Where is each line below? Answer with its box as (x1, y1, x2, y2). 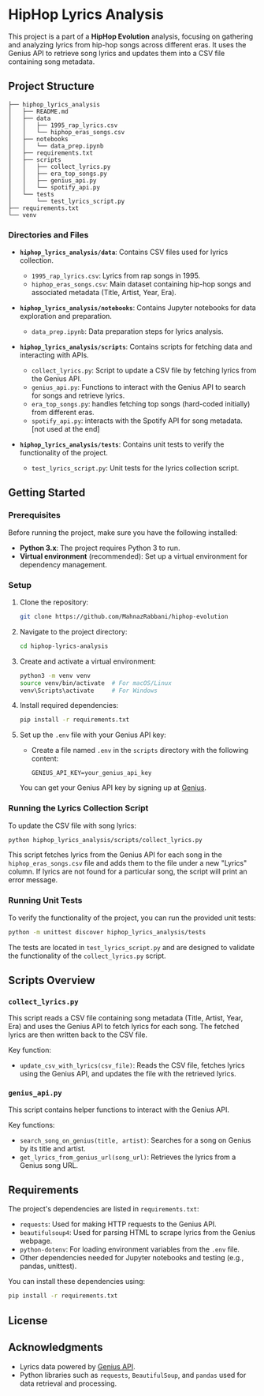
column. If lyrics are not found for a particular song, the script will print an (8, 866, 247, 877)
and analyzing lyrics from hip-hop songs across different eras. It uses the (8, 39, 247, 49)
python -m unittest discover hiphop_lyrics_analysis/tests (8, 928, 206, 936)
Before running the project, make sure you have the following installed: (8, 527, 238, 537)
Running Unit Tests (8, 895, 83, 906)
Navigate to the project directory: (19, 627, 128, 636)
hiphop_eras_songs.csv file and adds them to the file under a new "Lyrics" (8, 859, 247, 868)
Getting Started (8, 486, 86, 500)
